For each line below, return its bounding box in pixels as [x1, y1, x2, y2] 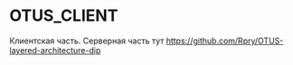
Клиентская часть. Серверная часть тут [9, 35, 165, 46]
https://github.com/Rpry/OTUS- [165, 35, 284, 46]
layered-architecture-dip [9, 44, 101, 55]
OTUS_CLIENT [9, 5, 118, 26]
